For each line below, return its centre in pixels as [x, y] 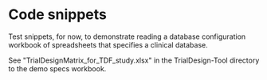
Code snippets [58, 15]
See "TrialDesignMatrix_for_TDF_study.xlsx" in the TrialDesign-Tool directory [134, 60]
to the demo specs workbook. [57, 68]
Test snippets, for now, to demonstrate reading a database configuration [127, 36]
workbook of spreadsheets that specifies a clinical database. [108, 44]
